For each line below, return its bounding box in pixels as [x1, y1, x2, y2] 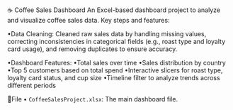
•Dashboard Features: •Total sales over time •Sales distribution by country [7, 59, 227, 67]
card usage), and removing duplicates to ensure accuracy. [7, 45, 178, 53]
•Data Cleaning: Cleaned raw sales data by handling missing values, [7, 30, 207, 38]
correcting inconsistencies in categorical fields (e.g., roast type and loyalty [7, 38, 226, 45]
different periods [7, 81, 57, 89]
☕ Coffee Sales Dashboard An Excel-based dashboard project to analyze [7, 6, 221, 14]
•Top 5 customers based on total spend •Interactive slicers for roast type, [7, 66, 223, 75]
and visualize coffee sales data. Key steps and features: [7, 16, 170, 24]
